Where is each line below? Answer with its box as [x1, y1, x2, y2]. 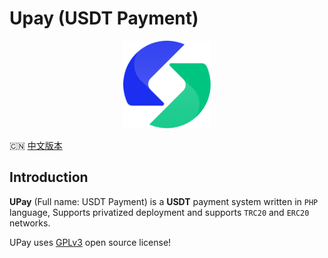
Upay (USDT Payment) [9, 7, 199, 30]
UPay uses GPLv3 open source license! [9, 236, 172, 248]
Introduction [9, 169, 89, 186]
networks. [9, 217, 51, 229]
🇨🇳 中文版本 [9, 139, 63, 151]
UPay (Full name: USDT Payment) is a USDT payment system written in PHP [9, 195, 319, 207]
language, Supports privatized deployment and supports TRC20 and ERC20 [9, 206, 310, 218]
